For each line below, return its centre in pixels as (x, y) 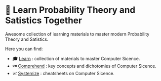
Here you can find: (24, 49)
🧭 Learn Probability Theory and (70, 10)
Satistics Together (44, 20)
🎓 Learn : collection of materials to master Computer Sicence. (76, 58)
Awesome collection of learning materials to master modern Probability (77, 34)
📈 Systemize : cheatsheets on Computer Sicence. (63, 73)
